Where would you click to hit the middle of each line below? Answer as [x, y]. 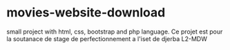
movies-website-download [86, 13]
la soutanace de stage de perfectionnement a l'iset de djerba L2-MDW [107, 38]
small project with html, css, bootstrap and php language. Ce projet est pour [115, 32]
